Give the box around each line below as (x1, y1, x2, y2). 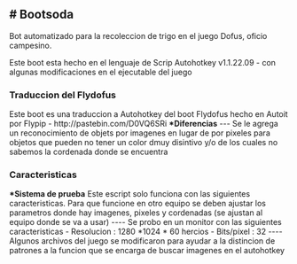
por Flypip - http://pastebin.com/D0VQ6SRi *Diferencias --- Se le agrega (9, 119, 279, 129)
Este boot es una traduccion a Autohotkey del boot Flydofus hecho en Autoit (9, 109, 288, 120)
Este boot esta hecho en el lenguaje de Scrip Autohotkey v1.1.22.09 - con (9, 57, 277, 67)
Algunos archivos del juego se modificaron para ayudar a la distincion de (9, 236, 276, 246)
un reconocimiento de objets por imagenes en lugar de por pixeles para (9, 128, 270, 138)
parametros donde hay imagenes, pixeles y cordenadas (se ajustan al (9, 207, 263, 218)
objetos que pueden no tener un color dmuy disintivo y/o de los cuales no (9, 137, 278, 148)
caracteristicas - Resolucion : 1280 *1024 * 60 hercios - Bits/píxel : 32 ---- (9, 226, 283, 237)
